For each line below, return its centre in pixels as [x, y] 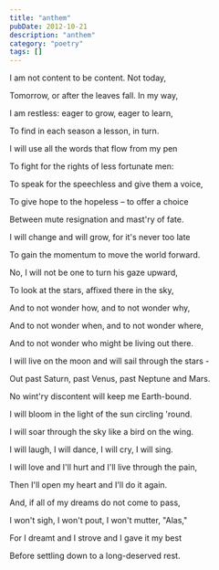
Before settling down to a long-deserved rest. [95, 556]
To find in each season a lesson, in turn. [84, 131]
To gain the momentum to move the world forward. [105, 255]
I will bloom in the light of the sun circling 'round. [101, 414]
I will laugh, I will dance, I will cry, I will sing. [91, 449]
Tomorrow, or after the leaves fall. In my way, [94, 96]
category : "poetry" [47, 43]
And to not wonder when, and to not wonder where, [106, 326]
